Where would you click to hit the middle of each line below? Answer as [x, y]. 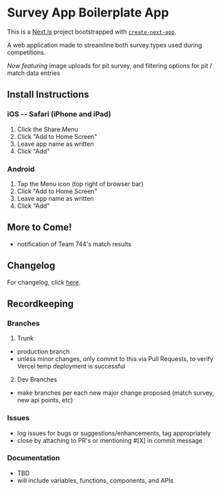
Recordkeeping [40, 304]
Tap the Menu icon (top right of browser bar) [80, 184]
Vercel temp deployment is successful [71, 367]
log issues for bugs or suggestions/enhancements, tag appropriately [114, 433]
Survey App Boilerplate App [88, 13]
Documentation [34, 458]
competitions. [26, 52]
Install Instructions [48, 95]
